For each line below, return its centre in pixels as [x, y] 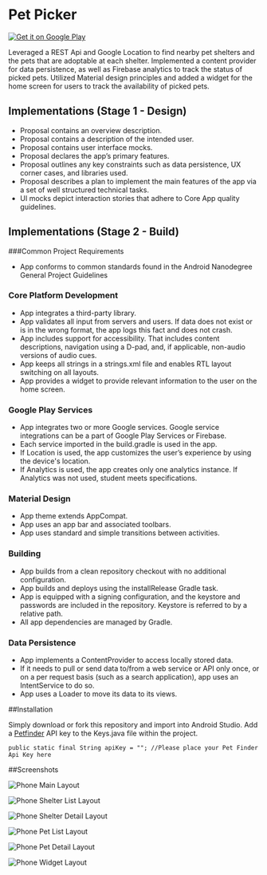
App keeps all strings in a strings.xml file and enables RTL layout [126, 364]
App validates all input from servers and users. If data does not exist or [136, 321]
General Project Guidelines [64, 275]
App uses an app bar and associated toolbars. [95, 525]
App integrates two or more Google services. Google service [120, 428]
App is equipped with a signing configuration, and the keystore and [130, 597]
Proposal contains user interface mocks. [86, 147]
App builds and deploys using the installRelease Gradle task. [119, 588]
